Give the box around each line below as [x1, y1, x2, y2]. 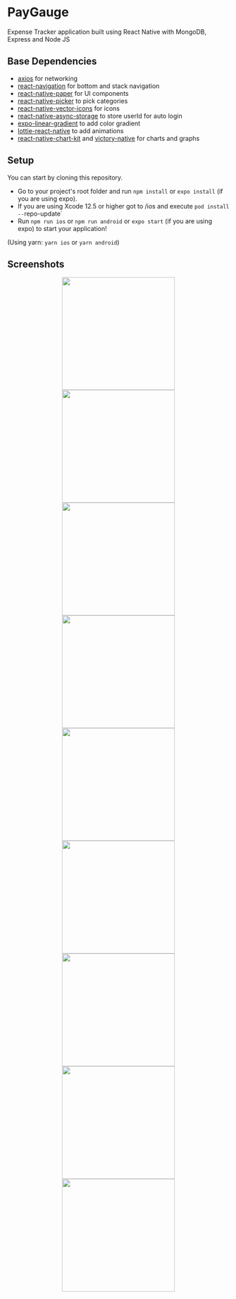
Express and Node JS [7, 35, 70, 43]
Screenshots [7, 258, 65, 270]
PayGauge [7, 4, 69, 20]
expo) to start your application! [17, 224, 107, 232]
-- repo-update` [17, 209, 63, 218]
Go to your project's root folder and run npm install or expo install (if [17, 187, 223, 195]
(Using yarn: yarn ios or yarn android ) [7, 237, 120, 247]
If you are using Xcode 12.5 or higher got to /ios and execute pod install [17, 201, 230, 210]
